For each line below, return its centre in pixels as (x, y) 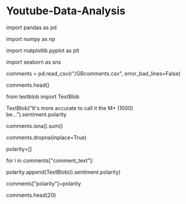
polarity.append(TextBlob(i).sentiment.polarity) (63, 172)
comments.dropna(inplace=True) (47, 137)
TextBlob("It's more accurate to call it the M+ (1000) (70, 108)
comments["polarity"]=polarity (44, 183)
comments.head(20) (31, 195)
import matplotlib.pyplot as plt (43, 50)
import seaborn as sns (34, 62)
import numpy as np (31, 39)
